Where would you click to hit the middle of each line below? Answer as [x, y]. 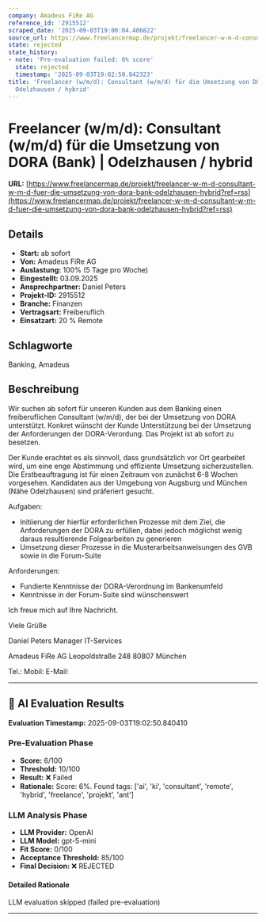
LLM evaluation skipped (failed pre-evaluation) [84, 902]
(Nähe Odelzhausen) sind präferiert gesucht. [81, 491]
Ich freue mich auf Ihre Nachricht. [63, 610]
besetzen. [25, 442]
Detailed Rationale [39, 885]
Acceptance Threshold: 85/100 [72, 858]
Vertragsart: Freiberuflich [62, 312]
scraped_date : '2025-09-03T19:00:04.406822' [83, 30]
